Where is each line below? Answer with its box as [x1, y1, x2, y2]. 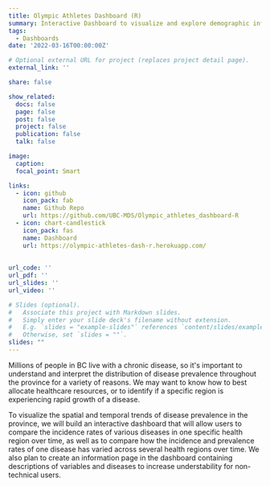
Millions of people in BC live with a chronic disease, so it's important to [8, 360, 243, 370]
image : [8, 152, 31, 160]
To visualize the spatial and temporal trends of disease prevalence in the [8, 410, 248, 419]
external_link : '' [8, 64, 70, 72]
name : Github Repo [22, 204, 84, 212]
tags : [8, 27, 27, 35]
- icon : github [15, 189, 67, 197]
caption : [15, 159, 45, 167]
